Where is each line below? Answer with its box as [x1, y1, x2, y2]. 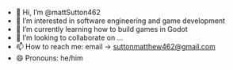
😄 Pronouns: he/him [15, 53, 83, 63]
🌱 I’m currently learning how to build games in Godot [15, 25, 188, 33]
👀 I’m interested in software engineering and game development [15, 16, 226, 25]
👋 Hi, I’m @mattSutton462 [15, 8, 101, 17]
